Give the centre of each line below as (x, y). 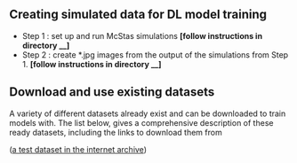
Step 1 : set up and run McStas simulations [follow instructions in (142, 35)
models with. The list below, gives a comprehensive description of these (141, 122)
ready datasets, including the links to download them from (116, 132)
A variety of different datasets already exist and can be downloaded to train (148, 113)
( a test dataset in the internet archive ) (78, 149)
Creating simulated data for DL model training (138, 15)
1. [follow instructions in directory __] (92, 64)
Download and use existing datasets (112, 92)
